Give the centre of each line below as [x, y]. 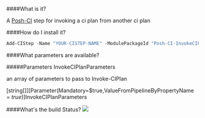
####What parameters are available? [53, 55]
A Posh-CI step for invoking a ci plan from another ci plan [78, 20]
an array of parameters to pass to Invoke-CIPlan [67, 78]
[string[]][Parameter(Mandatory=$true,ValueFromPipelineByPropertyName [100, 90]
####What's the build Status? [44, 109]
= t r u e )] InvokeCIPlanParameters [47, 97]
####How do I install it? [36, 32]
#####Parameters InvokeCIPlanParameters [61, 67]
